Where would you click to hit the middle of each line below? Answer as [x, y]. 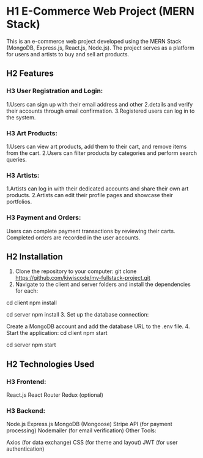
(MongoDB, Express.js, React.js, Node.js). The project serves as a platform [100, 48]
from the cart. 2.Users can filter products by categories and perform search [102, 153]
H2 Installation [35, 256]
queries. [17, 159]
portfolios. [19, 202]
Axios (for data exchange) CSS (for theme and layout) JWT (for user [92, 443]
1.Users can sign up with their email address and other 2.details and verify [100, 104]
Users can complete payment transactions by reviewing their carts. [91, 231]
